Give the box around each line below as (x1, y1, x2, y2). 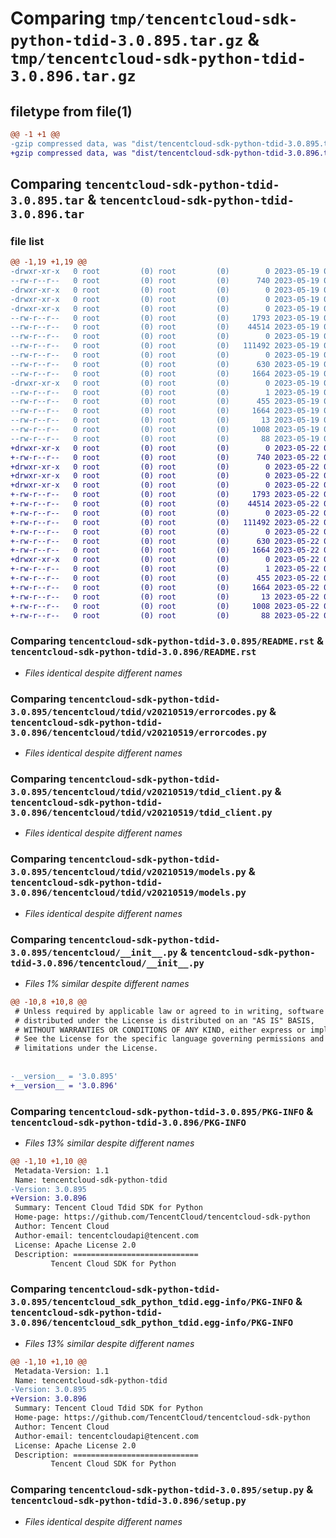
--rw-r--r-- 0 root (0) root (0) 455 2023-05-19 (10, 397, 320, 407)
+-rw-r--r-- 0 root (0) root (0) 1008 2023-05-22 (10, 601, 320, 611)
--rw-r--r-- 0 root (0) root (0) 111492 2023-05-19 (10, 341, 320, 351)
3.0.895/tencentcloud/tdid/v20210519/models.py (10, 867, 247, 878)
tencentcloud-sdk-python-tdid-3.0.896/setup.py (10, 1495, 247, 1507)
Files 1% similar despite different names (24, 977, 190, 989)
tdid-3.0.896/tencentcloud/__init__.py (10, 957, 205, 969)
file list (10, 234, 45, 248)
